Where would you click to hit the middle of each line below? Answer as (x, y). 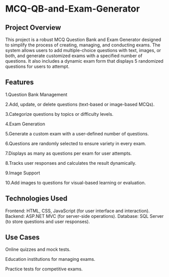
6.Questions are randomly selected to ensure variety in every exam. (76, 143)
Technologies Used (36, 198)
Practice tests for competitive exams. (44, 269)
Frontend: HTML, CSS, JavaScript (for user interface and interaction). (78, 211)
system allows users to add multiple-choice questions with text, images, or (83, 50)
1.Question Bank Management (36, 95)
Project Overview (33, 28)
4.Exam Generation (25, 124)
